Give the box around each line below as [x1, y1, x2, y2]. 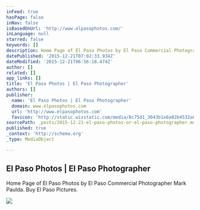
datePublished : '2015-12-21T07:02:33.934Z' [6, 53, 116, 59]
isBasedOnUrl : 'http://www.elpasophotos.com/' [6, 25, 124, 32]
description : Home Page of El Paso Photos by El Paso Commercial [6, 48, 171, 54]
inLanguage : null [6, 31, 49, 37]
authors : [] [6, 87, 36, 92]
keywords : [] [6, 42, 39, 48]
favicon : [11, 114, 33, 120]
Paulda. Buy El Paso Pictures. [6, 186, 79, 193]
